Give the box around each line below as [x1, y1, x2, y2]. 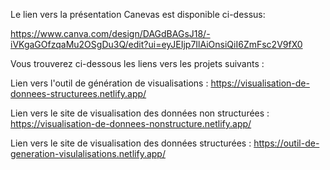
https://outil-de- [253, 137, 320, 149]
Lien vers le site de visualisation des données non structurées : [10, 107, 270, 119]
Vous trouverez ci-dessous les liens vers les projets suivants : [10, 58, 265, 69]
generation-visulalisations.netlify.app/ [10, 148, 166, 159]
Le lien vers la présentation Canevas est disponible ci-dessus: [10, 9, 266, 20]
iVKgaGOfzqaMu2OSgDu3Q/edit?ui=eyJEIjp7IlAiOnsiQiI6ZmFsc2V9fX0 [10, 39, 303, 50]
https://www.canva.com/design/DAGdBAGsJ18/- [10, 28, 211, 39]
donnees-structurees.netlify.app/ [10, 88, 147, 99]
